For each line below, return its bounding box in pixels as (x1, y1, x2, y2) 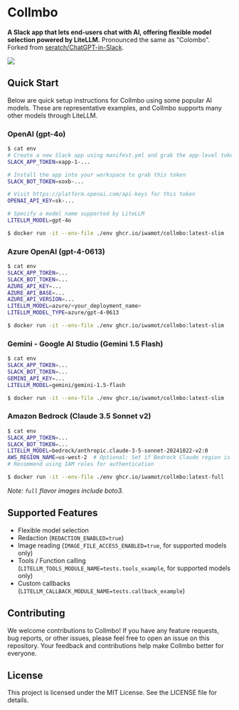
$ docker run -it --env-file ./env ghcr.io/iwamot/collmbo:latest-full (7, 473, 224, 481)
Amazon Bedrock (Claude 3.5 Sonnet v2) (7, 411, 152, 421)
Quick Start (7, 77, 59, 89)
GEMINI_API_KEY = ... (7, 375, 65, 382)
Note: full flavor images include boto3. (7, 486, 124, 495)
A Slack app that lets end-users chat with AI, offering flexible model (7, 28, 212, 36)
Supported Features (7, 507, 98, 519)
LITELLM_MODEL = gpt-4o (7, 217, 72, 225)
